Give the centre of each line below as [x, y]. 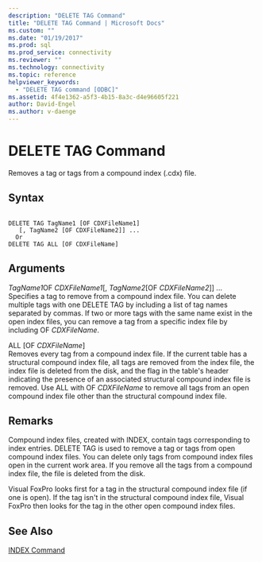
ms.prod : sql [30, 45]
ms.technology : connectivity [56, 68]
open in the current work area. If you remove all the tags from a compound [130, 465]
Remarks [31, 421]
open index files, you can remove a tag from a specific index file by [118, 321]
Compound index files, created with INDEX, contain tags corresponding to [129, 440]
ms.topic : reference [42, 75]
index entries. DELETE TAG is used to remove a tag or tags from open [122, 448]
